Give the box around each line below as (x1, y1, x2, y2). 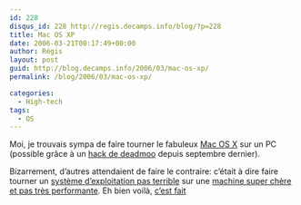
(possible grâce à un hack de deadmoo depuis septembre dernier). (9, 149, 261, 160)
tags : (9, 105, 30, 114)
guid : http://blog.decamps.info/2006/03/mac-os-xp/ (9, 64, 209, 73)
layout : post (9, 55, 59, 64)
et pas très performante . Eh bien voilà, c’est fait (9, 185, 186, 196)
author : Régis (9, 47, 64, 56)
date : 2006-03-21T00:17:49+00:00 (9, 38, 136, 48)
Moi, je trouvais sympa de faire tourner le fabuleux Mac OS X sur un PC (9, 139, 277, 150)
